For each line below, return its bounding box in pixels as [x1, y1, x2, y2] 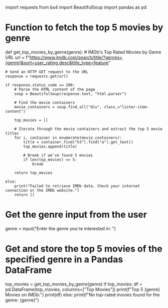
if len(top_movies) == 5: [23, 157, 78, 162]
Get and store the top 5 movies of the [5, 243, 162, 255]
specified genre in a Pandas [5, 254, 123, 265]
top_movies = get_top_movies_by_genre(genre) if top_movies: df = [5, 281, 143, 287]
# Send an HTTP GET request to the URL [5, 69, 89, 74]
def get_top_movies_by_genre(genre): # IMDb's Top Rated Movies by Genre [5, 49, 161, 55]
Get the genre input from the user [5, 209, 147, 220]
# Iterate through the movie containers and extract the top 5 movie [14, 126, 163, 131]
